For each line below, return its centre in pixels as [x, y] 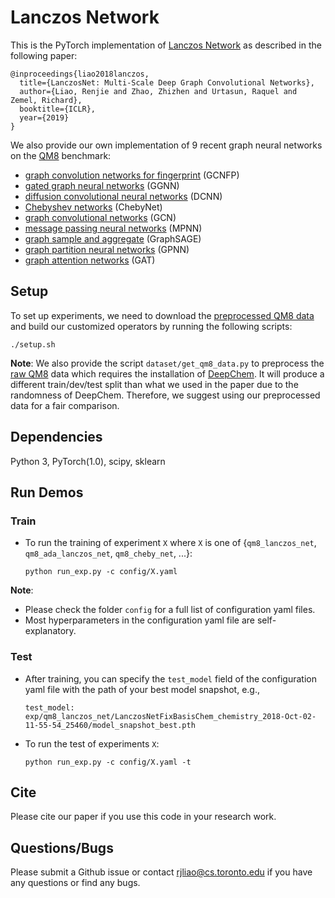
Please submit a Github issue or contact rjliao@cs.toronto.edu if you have [161, 872]
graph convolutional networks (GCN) [100, 217]
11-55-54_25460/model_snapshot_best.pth [110, 725]
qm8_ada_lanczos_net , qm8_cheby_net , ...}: [108, 553]
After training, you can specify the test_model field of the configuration [170, 678]
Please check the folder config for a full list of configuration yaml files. [170, 610]
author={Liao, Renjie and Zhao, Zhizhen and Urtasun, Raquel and [158, 91]
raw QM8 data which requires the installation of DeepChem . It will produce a [167, 373]
